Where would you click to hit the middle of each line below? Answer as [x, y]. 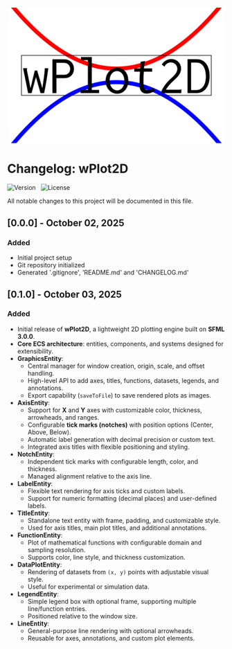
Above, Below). [49, 432]
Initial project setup [45, 258]
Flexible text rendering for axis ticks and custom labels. [106, 491]
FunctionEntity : [40, 535]
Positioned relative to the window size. [82, 616]
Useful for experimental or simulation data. [89, 587]
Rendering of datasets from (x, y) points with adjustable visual [118, 571]
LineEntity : [33, 623]
